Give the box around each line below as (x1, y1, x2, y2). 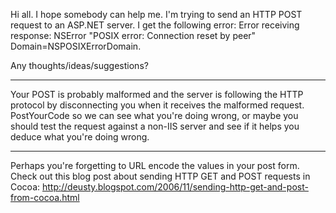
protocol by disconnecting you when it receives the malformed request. (10, 99, 305, 111)
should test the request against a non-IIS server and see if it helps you (10, 120, 300, 132)
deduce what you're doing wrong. (10, 131, 150, 143)
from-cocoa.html (10, 192, 80, 203)
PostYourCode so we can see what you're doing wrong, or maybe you (10, 110, 299, 121)
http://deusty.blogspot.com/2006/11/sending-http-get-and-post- (41, 181, 309, 193)
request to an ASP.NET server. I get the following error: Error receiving (10, 19, 300, 31)
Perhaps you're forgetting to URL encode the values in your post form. (10, 160, 300, 171)
